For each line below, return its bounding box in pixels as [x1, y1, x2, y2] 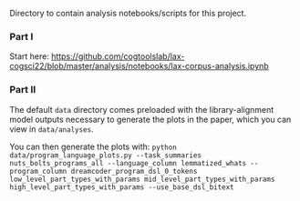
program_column [9, 166, 67, 176]
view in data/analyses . [9, 123, 94, 135]
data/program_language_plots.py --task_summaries [9, 150, 202, 160]
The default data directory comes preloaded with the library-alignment [9, 104, 274, 115]
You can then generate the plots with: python [9, 141, 178, 152]
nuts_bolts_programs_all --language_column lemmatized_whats [9, 158, 247, 167]
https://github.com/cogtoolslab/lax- [51, 51, 185, 62]
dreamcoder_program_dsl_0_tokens [70, 166, 198, 176]
